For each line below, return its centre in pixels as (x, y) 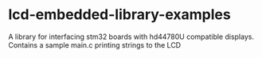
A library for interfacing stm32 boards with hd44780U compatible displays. (131, 37)
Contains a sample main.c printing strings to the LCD (95, 44)
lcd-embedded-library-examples (119, 15)
